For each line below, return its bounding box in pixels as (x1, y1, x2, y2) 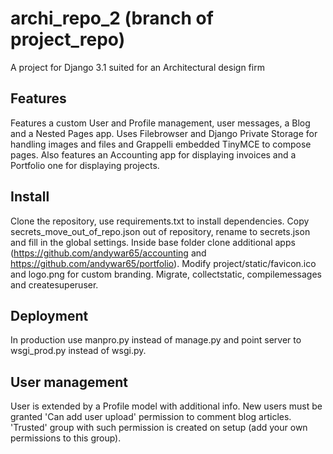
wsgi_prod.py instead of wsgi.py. (10, 345, 147, 357)
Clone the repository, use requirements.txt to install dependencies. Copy (10, 215, 310, 227)
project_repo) (10, 28, 126, 51)
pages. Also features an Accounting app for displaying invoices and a (10, 148, 297, 161)
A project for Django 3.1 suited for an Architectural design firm (10, 61, 265, 73)
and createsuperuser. (10, 278, 99, 291)
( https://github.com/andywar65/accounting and (10, 247, 207, 259)
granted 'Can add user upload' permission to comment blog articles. (10, 411, 292, 423)
